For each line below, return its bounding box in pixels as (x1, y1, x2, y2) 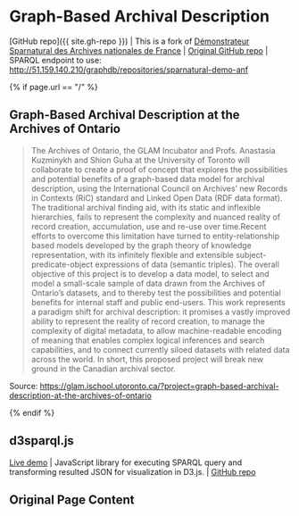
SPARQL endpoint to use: (9, 54, 102, 65)
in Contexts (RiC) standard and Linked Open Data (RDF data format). (30, 192, 283, 203)
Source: (9, 380, 38, 391)
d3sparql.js (9, 433, 74, 448)
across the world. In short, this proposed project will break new (30, 354, 264, 364)
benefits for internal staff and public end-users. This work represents (30, 296, 286, 307)
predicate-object (30, 259, 94, 270)
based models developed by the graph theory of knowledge (30, 239, 253, 251)
